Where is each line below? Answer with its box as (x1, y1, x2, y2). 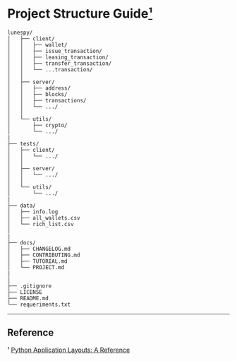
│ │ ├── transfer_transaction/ (7, 59, 112, 67)
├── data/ (7, 202, 37, 209)
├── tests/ (7, 140, 39, 147)
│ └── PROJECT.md (7, 264, 65, 271)
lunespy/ (7, 29, 33, 36)
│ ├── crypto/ (7, 122, 68, 129)
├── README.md (7, 295, 49, 302)
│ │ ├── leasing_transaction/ (7, 54, 109, 61)
